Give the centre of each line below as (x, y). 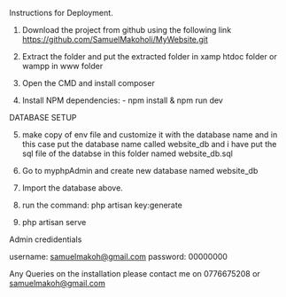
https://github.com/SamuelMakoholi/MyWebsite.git (115, 39)
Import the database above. (73, 188)
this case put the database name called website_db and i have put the (149, 144)
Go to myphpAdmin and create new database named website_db (140, 171)
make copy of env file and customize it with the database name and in (150, 135)
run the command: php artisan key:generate (102, 205)
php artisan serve (54, 222)
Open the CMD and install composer (88, 83)
